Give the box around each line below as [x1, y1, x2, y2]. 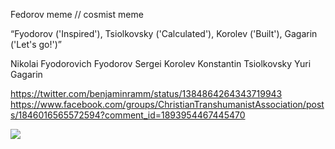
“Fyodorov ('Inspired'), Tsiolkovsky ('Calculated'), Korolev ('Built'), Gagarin [10, 28, 318, 39]
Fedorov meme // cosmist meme [10, 9, 144, 20]
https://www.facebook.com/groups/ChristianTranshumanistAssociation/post [10, 99, 325, 110]
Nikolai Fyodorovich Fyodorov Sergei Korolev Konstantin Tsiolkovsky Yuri [10, 58, 312, 69]
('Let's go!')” [10, 39, 62, 50]
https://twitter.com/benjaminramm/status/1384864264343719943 [10, 88, 283, 99]
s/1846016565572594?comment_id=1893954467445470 [10, 109, 246, 121]
